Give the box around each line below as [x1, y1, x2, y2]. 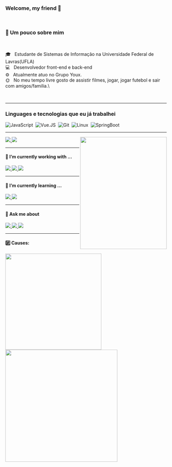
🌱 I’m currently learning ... [5, 182, 62, 189]
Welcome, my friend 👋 [5, 5, 61, 12]
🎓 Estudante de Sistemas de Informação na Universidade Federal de [5, 51, 154, 57]
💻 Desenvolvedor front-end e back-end [5, 64, 93, 70]
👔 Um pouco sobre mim [5, 29, 64, 36]
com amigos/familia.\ [5, 83, 50, 89]
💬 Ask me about [5, 211, 39, 217]
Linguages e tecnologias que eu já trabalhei [5, 110, 116, 117]
